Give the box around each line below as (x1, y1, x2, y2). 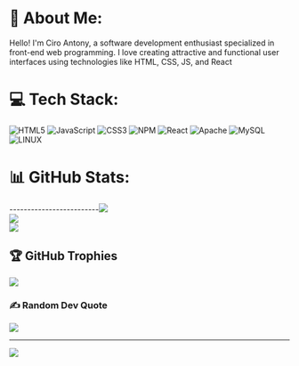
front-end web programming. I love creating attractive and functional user (9, 46, 279, 57)
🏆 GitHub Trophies (9, 248, 118, 264)
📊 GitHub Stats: (9, 167, 131, 188)
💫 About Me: (9, 8, 103, 28)
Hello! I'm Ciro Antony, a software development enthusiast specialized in (9, 37, 275, 48)
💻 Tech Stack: (9, 89, 119, 110)
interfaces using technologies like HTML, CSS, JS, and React (9, 56, 233, 67)
